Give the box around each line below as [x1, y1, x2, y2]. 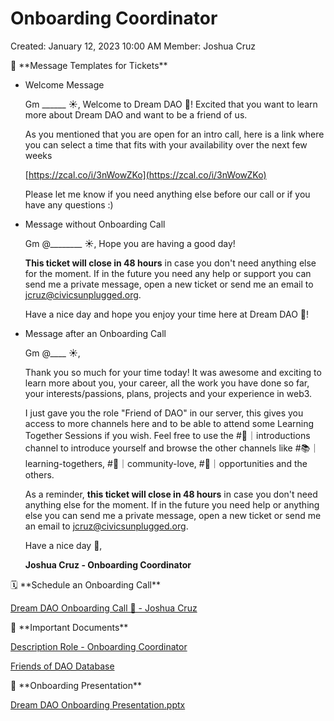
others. [24, 468, 55, 481]
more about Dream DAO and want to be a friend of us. [24, 108, 248, 121]
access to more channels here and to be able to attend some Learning [24, 417, 315, 429]
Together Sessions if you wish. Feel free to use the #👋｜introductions [24, 429, 311, 441]
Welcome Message [24, 78, 105, 91]
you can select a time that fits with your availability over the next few [24, 138, 308, 151]
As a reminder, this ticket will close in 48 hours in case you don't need [24, 488, 318, 500]
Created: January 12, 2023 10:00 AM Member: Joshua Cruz [10, 40, 256, 52]
